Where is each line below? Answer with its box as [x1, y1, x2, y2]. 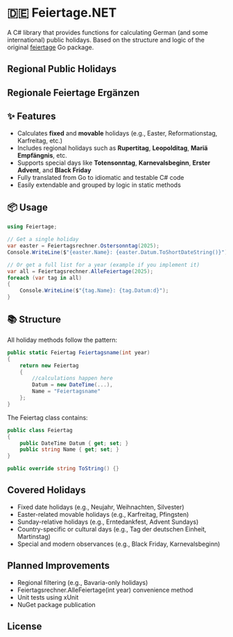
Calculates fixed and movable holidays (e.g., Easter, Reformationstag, [17, 129, 218, 137]
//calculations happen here [32, 375, 113, 382]
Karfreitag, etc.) [17, 136, 63, 144]
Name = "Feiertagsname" [32, 388, 101, 395]
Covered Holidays [7, 484, 86, 496]
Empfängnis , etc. [17, 151, 67, 159]
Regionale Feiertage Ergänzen [7, 87, 140, 99]
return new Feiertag [19, 362, 79, 369]
